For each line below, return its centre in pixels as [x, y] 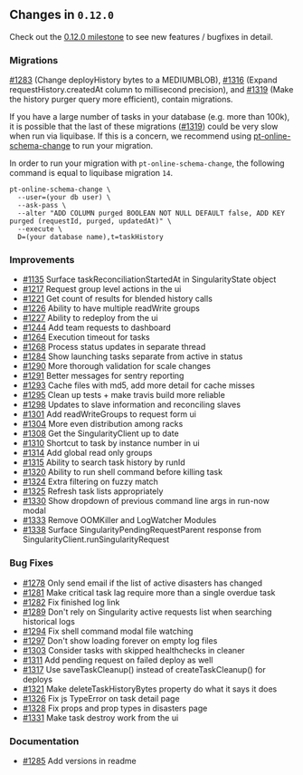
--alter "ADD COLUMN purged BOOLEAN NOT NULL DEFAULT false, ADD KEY [151, 213]
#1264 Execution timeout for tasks [86, 337]
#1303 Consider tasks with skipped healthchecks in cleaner [134, 650]
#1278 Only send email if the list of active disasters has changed [142, 583]
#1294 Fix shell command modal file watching [108, 631]
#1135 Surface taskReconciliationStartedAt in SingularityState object [149, 279]
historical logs [48, 621]
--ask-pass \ [42, 206]
